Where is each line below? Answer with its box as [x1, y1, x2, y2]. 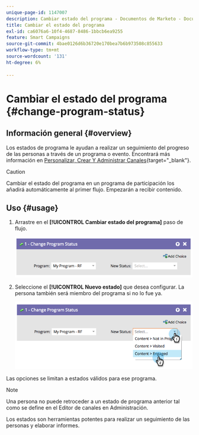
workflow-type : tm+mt [6, 47, 60, 53]
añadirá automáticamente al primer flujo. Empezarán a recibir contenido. [6, 185, 182, 193]
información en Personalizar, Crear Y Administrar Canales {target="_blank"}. [6, 156, 191, 164]
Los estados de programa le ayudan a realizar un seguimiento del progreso [6, 144, 190, 151]
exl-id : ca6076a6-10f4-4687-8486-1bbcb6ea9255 [6, 28, 123, 34]
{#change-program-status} [6, 104, 145, 118]
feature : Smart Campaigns [6, 34, 70, 41]
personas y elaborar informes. [6, 421, 80, 429]
